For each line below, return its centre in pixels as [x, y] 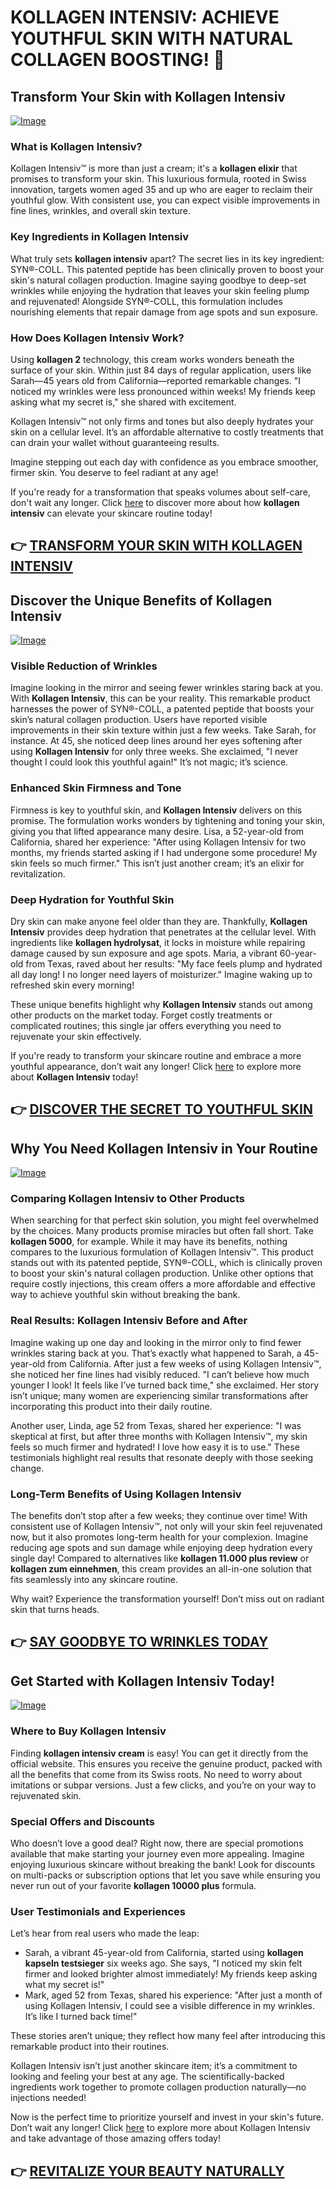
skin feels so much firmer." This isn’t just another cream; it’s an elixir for [157, 863]
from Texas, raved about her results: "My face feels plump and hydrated [174, 963]
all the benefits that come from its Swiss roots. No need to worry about [156, 1774]
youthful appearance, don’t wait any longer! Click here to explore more [156, 1066]
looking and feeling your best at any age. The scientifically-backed [147, 2077]
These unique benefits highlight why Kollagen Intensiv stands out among [161, 1004]
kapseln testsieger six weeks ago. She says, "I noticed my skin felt [163, 1963]
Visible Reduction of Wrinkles [84, 666]
